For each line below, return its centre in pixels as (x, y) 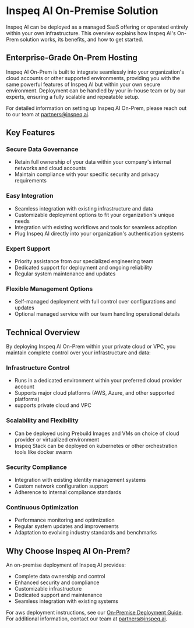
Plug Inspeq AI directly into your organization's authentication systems (99, 233)
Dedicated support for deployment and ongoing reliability (83, 268)
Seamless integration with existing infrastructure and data (84, 208)
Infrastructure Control (38, 368)
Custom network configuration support (61, 486)
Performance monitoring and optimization (64, 520)
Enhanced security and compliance (57, 582)
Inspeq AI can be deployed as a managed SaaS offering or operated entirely (97, 27)
